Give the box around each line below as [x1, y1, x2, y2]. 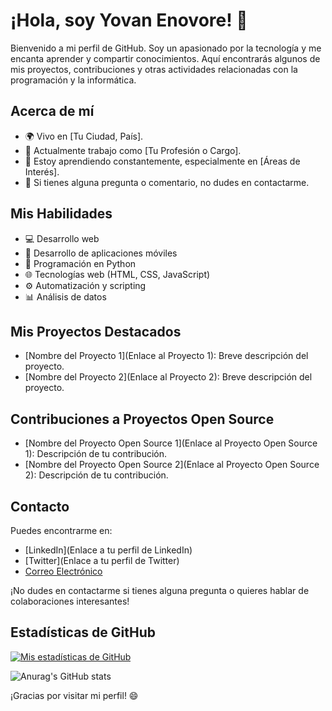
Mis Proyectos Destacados [10, 323, 182, 340]
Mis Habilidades [10, 205, 113, 223]
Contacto [10, 498, 70, 515]
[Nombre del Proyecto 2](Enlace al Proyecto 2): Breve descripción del [24, 371, 313, 383]
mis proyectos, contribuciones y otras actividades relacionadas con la [10, 63, 298, 75]
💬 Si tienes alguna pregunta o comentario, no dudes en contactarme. [24, 176, 310, 188]
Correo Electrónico [24, 565, 103, 577]
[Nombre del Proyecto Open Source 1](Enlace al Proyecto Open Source [24, 437, 318, 449]
